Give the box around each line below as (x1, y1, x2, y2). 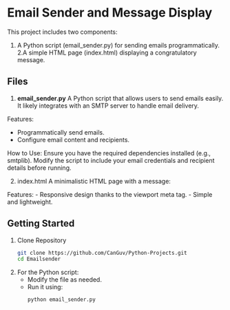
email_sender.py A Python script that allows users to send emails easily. (17, 94, 224, 102)
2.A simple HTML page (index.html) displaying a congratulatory (17, 48, 198, 57)
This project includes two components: (7, 28, 118, 36)
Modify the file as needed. (27, 275, 102, 284)
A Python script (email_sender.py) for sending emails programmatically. (17, 41, 220, 49)
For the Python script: (17, 268, 79, 277)
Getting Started (7, 217, 75, 229)
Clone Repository (17, 236, 67, 244)
